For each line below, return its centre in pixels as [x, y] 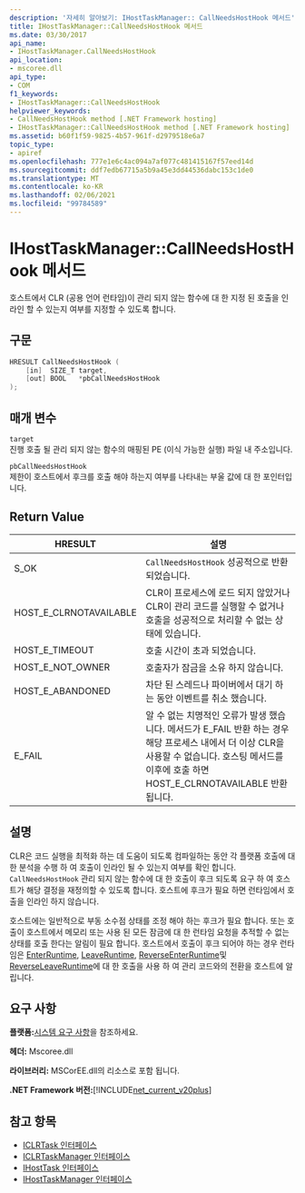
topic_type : [32, 144]
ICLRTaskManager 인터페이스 [76, 1157]
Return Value [47, 517]
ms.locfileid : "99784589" [58, 204]
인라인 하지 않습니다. [63, 901]
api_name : [28, 43]
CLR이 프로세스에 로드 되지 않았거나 [218, 592]
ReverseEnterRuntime [180, 954]
